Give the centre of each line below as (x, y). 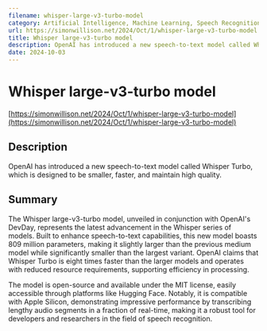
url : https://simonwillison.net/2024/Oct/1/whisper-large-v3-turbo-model (133, 30)
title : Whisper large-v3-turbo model (71, 38)
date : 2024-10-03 (37, 52)
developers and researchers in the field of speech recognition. (110, 318)
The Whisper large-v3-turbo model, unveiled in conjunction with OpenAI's (130, 218)
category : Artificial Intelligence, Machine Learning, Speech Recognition (135, 23)
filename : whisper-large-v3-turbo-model (76, 15)
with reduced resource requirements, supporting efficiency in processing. (129, 269)
